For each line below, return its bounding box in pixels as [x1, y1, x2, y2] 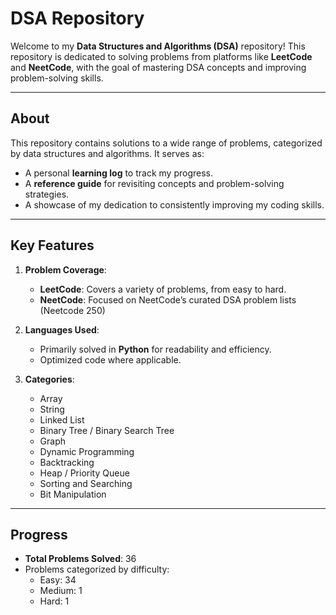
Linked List [39, 413, 85, 426]
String [39, 403, 65, 415]
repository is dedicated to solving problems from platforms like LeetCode [10, 50, 313, 62]
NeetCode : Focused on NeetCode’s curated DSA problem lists [39, 293, 297, 306]
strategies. [24, 188, 70, 200]
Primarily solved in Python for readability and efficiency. [39, 343, 272, 355]
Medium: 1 [39, 585, 83, 597]
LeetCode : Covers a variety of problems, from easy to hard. [39, 283, 287, 295]
